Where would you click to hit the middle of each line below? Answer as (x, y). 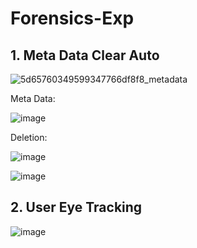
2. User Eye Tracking (76, 207)
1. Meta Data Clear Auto (85, 55)
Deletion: (29, 137)
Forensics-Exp (72, 18)
